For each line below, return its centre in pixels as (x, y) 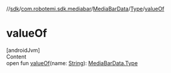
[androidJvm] (23, 50)
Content (16, 57)
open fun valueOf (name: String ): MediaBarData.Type (72, 63)
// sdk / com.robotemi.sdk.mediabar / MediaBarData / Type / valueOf (85, 9)
